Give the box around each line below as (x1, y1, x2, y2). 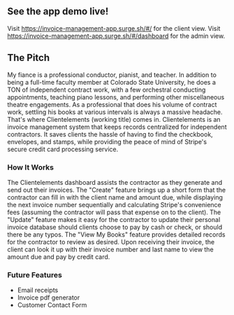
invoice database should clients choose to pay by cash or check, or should (7, 223, 222, 231)
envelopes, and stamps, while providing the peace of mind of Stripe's (7, 137, 207, 146)
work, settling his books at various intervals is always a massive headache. (7, 108, 223, 116)
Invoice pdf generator (17, 293, 80, 302)
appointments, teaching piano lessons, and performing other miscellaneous (7, 92, 225, 101)
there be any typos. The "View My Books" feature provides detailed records (7, 230, 226, 239)
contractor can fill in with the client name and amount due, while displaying (7, 192, 224, 202)
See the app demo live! (7, 6, 109, 17)
